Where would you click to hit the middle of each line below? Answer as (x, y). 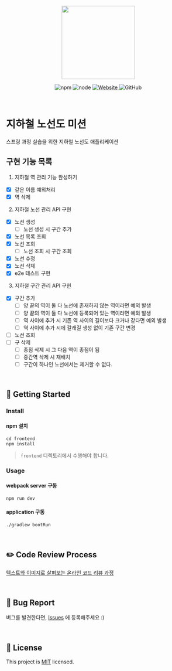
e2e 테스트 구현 (32, 273)
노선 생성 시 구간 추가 (47, 229)
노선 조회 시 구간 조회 (47, 251)
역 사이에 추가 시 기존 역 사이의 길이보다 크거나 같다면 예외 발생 (95, 320)
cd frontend (20, 439)
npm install (20, 444)
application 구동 (25, 512)
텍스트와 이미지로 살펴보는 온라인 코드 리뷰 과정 (60, 573)
